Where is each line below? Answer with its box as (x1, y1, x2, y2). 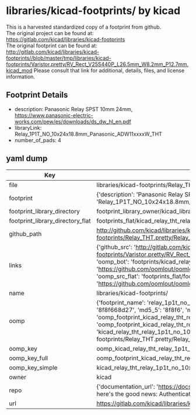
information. (6, 73, 36, 80)
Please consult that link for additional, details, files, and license (33, 67, 185, 74)
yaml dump (6, 154, 48, 164)
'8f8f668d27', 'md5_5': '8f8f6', (96, 306, 184, 314)
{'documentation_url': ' (96, 382, 159, 390)
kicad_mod (6, 67, 33, 74)
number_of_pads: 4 (14, 136, 61, 144)
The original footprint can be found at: (6, 42, 97, 49)
